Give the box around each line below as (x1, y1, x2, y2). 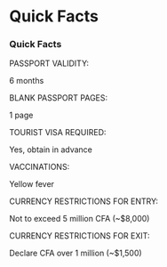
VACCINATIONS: (9, 162, 70, 173)
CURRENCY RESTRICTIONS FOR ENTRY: (9, 196, 158, 206)
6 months (9, 76, 44, 86)
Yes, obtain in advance (9, 144, 93, 155)
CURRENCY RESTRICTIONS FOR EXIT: (9, 231, 150, 241)
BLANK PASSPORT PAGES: (9, 93, 108, 103)
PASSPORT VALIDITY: (9, 58, 90, 69)
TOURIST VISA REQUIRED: (9, 127, 107, 138)
